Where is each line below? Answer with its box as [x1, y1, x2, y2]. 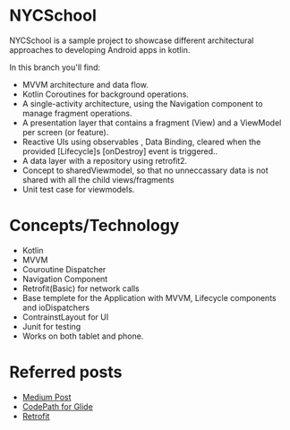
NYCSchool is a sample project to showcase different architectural [9, 35, 254, 46]
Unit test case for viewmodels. [21, 184, 135, 194]
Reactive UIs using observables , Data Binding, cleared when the [21, 136, 261, 147]
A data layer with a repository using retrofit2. [21, 155, 188, 166]
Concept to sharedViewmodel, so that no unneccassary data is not [21, 165, 269, 176]
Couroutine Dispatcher [21, 263, 107, 274]
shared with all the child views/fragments [21, 174, 175, 185]
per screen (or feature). [21, 126, 109, 137]
